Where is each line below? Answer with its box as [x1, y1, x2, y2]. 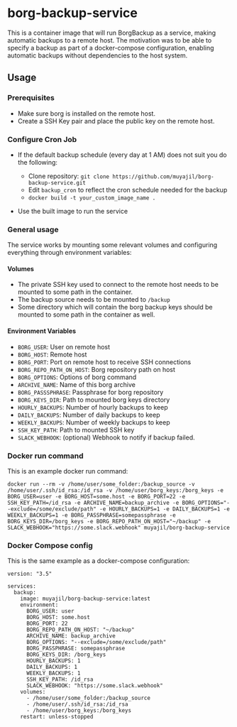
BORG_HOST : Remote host [17, 350, 87, 359]
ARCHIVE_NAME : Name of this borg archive [17, 380, 136, 388]
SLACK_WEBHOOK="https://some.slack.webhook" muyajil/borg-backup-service [7, 524, 231, 531]
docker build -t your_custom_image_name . [28, 194, 156, 202]
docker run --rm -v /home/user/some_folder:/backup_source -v [7, 481, 195, 488]
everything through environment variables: [7, 248, 132, 257]
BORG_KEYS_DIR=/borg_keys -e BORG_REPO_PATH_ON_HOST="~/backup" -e [7, 518, 211, 525]
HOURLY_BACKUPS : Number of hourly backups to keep [17, 403, 168, 411]
